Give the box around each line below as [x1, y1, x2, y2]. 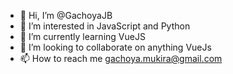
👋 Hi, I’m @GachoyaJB [19, 10, 113, 21]
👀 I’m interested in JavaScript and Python [19, 20, 191, 32]
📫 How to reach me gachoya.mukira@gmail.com [19, 53, 223, 64]
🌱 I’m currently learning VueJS [19, 31, 146, 42]
